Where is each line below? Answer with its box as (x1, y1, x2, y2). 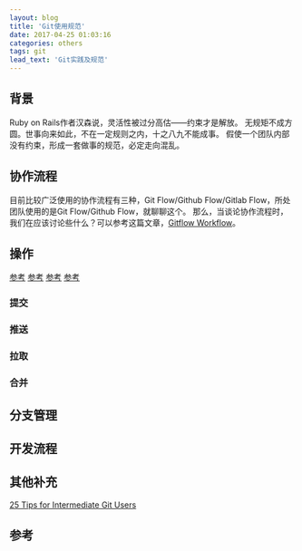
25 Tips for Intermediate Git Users (9, 499, 137, 510)
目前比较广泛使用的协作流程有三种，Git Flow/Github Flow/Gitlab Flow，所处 (9, 194, 291, 205)
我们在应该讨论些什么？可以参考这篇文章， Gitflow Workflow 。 (9, 217, 241, 227)
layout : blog (9, 13, 59, 23)
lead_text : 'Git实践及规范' (9, 55, 109, 64)
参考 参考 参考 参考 (9, 272, 80, 283)
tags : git (9, 47, 47, 56)
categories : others (9, 38, 83, 48)
